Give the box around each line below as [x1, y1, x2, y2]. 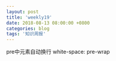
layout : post [6, 8, 39, 15]
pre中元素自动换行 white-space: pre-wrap [6, 48, 110, 56]
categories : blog [6, 25, 50, 32]
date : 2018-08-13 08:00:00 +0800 [6, 20, 90, 26]
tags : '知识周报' [6, 31, 46, 37]
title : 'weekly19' [6, 14, 52, 20]
